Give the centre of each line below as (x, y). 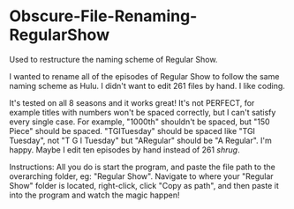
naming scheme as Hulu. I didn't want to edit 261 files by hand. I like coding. (147, 86)
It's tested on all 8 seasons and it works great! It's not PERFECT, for (132, 102)
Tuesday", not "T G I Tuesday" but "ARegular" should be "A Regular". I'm (140, 140)
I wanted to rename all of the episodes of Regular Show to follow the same (144, 76)
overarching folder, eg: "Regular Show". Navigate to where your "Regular (141, 176)
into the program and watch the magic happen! (94, 195)
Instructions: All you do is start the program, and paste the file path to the (142, 167)
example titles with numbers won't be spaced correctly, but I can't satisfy (143, 112)
